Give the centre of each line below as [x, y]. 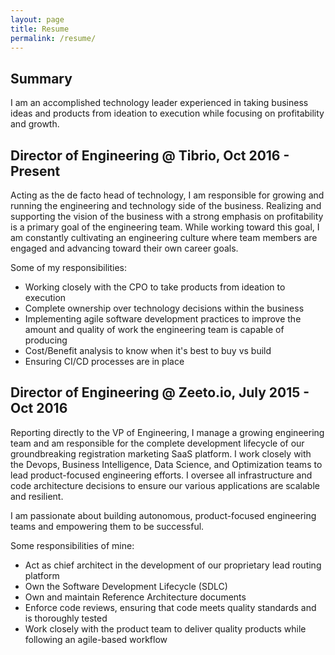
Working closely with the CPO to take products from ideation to [155, 287]
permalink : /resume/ [53, 38]
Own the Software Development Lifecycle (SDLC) [126, 586]
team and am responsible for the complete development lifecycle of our [157, 443]
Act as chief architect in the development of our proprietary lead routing [173, 565]
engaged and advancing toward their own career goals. [124, 248]
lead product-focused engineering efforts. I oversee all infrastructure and [161, 475]
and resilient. [37, 496]
